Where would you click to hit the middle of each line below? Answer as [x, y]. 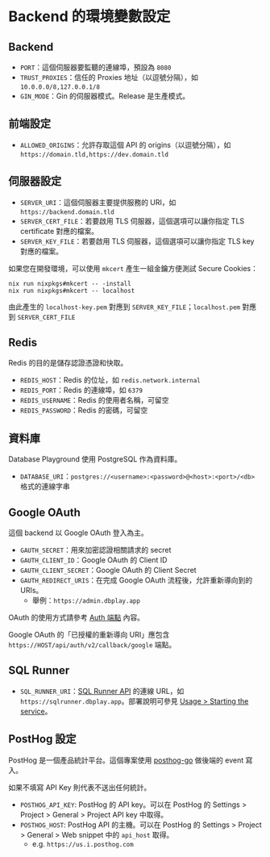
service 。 [36, 711]
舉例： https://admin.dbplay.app [86, 600]
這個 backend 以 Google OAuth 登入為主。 [79, 533]
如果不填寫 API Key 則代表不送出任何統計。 [80, 787]
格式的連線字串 [45, 487]
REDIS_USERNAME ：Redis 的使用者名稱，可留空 [94, 400]
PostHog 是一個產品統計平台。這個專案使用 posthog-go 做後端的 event [126, 760]
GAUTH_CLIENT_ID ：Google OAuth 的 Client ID [93, 560]
